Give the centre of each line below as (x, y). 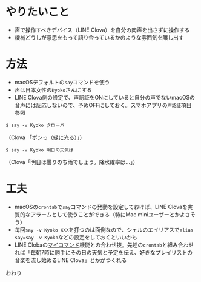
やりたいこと (38, 12)
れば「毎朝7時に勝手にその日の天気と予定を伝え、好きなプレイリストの (104, 252)
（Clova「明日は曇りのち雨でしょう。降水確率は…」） (72, 162)
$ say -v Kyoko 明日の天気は (40, 150)
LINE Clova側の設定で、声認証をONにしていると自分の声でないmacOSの (104, 97)
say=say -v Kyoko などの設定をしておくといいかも (76, 237)
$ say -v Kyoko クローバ (35, 125)
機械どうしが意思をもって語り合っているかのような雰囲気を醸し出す (99, 37)
